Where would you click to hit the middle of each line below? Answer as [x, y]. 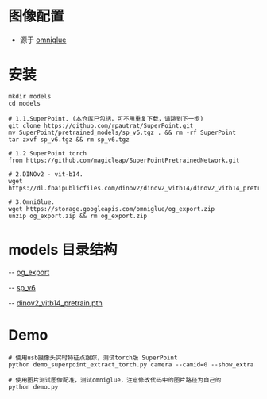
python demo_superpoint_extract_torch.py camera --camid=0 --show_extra [131, 364]
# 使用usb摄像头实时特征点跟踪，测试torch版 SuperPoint [93, 358]
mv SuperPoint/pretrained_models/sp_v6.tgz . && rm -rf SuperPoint [122, 132]
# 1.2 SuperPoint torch [48, 153]
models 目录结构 [63, 250]
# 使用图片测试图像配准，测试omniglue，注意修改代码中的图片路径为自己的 [115, 380]
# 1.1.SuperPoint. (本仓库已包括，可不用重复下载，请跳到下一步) [106, 119]
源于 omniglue [43, 40]
